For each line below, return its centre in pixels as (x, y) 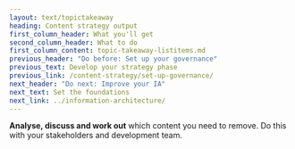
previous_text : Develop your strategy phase (93, 68)
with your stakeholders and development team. (96, 136)
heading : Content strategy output (74, 26)
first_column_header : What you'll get (81, 34)
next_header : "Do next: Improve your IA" (88, 84)
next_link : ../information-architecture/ (88, 100)
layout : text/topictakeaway (62, 17)
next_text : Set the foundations (69, 92)
